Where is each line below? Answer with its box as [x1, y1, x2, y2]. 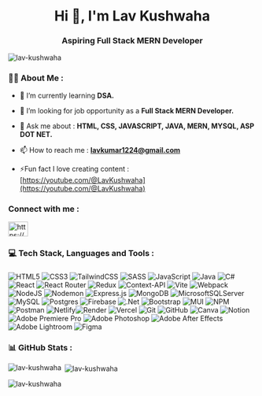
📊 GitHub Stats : [8, 342, 73, 353]
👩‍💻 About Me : [8, 72, 65, 83]
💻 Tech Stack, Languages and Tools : [8, 248, 155, 258]
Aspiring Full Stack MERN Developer [61, 35, 203, 46]
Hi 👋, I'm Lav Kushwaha [54, 7, 211, 25]
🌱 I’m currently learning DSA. [19, 91, 115, 100]
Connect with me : [8, 203, 80, 214]
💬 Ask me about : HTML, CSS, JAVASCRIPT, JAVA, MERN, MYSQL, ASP [19, 121, 254, 131]
